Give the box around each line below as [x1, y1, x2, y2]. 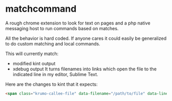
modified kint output [12, 60, 56, 66]
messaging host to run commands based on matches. [5, 25, 119, 31]
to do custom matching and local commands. [5, 40, 101, 46]
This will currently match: [5, 50, 59, 57]
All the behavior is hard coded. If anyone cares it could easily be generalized [5, 35, 167, 41]
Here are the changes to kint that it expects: [5, 81, 98, 87]
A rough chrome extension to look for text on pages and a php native [5, 20, 150, 26]
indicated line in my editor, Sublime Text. [12, 71, 98, 77]
